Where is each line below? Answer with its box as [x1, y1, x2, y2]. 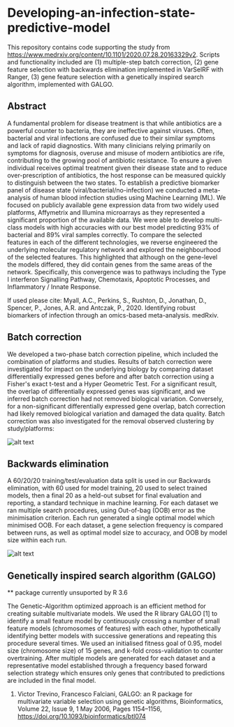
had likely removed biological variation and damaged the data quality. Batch [7, 409, 226, 418]
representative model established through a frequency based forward [7, 661, 207, 670]
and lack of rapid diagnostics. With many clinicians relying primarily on [7, 141, 211, 150]
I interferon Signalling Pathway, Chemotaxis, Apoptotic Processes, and [7, 275, 210, 283]
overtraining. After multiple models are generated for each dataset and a [7, 654, 216, 663]
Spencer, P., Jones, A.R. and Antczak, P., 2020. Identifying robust [7, 303, 196, 312]
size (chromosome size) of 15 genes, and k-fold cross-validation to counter [7, 647, 224, 655]
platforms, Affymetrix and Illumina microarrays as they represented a [7, 208, 205, 216]
